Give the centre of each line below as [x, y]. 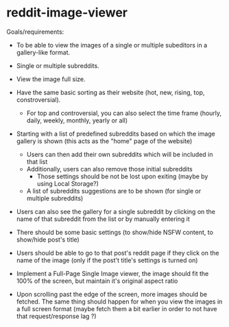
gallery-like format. [43, 52]
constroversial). [38, 99]
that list [37, 161]
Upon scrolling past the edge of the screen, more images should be [111, 294]
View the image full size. [51, 79]
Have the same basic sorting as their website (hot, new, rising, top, [110, 92]
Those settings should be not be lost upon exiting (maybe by [122, 176]
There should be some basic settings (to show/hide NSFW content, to [115, 232]
